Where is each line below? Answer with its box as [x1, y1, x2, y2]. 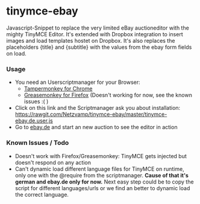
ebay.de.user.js [14, 117, 53, 124]
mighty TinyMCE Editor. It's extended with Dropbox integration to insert [6, 30, 183, 37]
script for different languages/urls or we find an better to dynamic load [14, 184, 190, 191]
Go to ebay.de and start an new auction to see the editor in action [14, 124, 178, 131]
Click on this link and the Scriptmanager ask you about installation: [14, 104, 181, 112]
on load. [6, 49, 27, 57]
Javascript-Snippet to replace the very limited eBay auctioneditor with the [6, 24, 190, 31]
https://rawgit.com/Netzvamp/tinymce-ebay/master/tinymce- [14, 110, 167, 118]
